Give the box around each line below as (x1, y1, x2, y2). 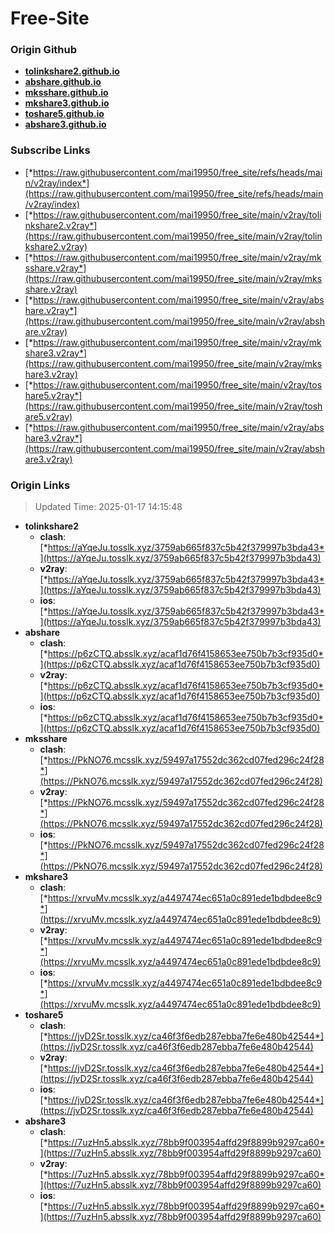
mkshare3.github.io (24, 97, 110, 109)
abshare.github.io (24, 76, 102, 88)
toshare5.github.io (24, 108, 105, 120)
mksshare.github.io (24, 87, 109, 99)
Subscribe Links (10, 143, 91, 157)
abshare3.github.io (24, 118, 107, 131)
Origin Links (10, 478, 71, 492)
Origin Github (10, 43, 78, 57)
